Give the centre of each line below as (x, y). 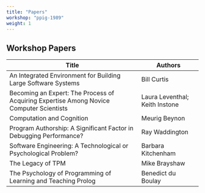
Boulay (151, 181)
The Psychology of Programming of (60, 173)
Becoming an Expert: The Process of (62, 93)
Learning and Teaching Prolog (52, 181)
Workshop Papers (41, 48)
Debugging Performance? (46, 136)
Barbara (153, 146)
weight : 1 (19, 23)
